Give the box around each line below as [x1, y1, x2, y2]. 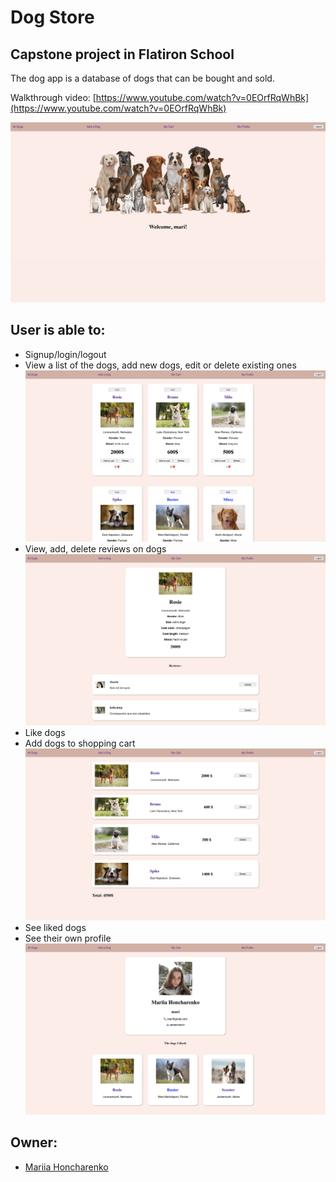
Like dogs [24, 727, 66, 739]
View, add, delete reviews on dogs [24, 543, 167, 555]
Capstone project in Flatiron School [10, 46, 235, 63]
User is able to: [10, 322, 106, 339]
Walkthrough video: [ [10, 92, 97, 103]
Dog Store [10, 6, 95, 29]
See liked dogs [24, 921, 87, 933]
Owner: [10, 1134, 58, 1151]
